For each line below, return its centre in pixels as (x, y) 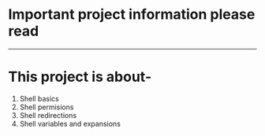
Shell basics (39, 98)
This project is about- (80, 77)
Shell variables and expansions (70, 123)
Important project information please (132, 15)
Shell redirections (48, 115)
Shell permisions (47, 107)
